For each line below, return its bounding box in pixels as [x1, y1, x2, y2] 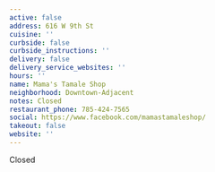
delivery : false [9, 55, 70, 64]
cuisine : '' [9, 30, 54, 39]
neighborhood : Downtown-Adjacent [9, 88, 134, 97]
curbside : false [9, 38, 70, 47]
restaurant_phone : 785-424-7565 [9, 105, 130, 114]
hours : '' [9, 72, 47, 81]
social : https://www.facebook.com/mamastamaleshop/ [9, 113, 206, 122]
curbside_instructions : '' [9, 47, 110, 56]
